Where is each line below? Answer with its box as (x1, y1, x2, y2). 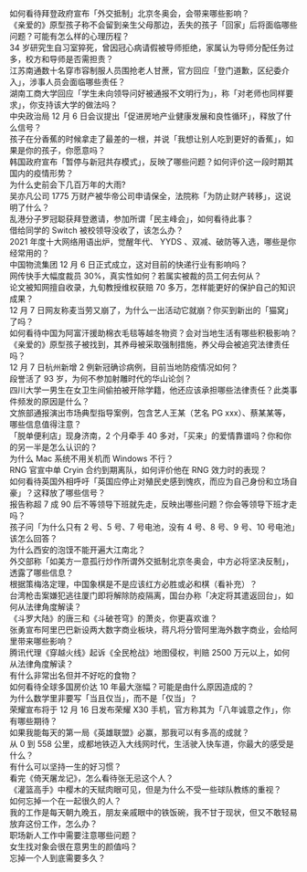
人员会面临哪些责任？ (45, 77, 126, 87)
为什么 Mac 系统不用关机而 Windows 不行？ (9, 453, 175, 464)
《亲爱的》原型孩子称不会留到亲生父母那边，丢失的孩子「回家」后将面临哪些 (9, 19, 298, 30)
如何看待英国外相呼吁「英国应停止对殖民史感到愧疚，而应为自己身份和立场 (9, 476, 290, 487)
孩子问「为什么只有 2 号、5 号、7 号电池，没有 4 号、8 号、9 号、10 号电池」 (9, 521, 296, 532)
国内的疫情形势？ (9, 168, 74, 178)
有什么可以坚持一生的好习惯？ (9, 762, 122, 772)
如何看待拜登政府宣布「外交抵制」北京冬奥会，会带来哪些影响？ (9, 8, 249, 18)
